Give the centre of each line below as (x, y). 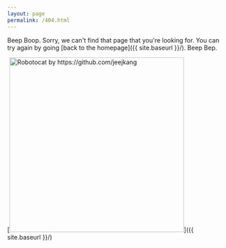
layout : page (26, 14)
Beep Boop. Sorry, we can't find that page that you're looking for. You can (113, 40)
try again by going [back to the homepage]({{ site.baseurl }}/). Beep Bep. (112, 48)
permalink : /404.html (39, 20)
